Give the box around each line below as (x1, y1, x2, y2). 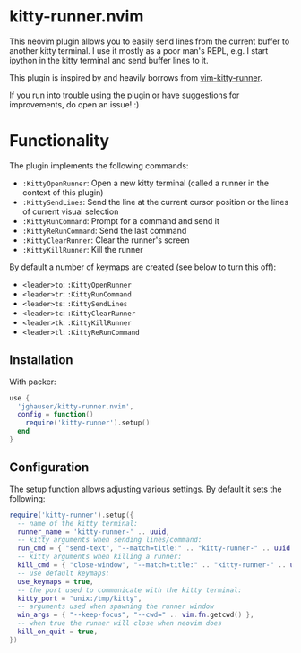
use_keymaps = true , (17, 577, 94, 586)
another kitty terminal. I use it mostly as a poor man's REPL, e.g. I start (9, 45, 269, 56)
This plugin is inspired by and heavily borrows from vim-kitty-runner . (9, 72, 262, 82)
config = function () (17, 410, 94, 419)
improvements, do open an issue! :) (9, 99, 140, 109)
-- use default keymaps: (17, 569, 110, 578)
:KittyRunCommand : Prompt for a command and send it (21, 215, 219, 226)
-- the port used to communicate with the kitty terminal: (17, 585, 243, 595)
